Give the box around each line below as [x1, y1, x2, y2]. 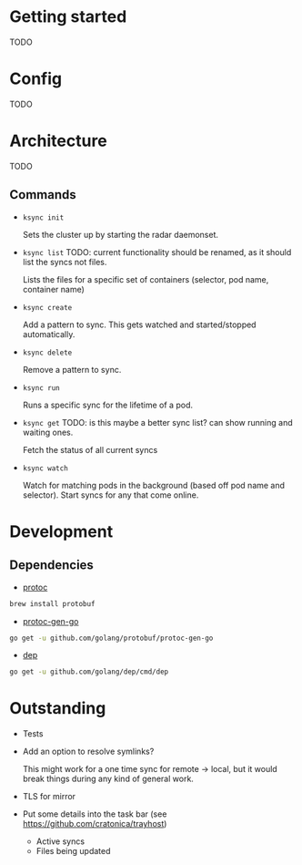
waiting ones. [22, 427, 74, 438]
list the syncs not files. [22, 256, 107, 267]
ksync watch [22, 463, 68, 473]
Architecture [9, 130, 107, 151]
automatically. [22, 328, 75, 339]
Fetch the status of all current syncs [22, 444, 158, 455]
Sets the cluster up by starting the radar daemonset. [22, 229, 219, 240]
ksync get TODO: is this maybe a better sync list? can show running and [22, 417, 293, 427]
